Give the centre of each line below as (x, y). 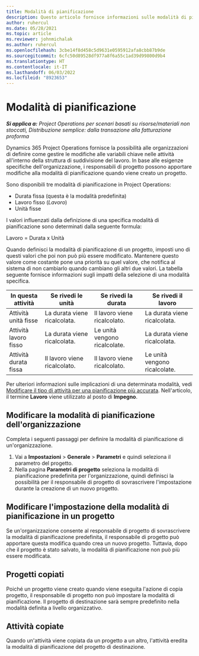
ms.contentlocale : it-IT (37, 67)
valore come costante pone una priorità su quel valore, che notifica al (91, 262)
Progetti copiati (35, 574)
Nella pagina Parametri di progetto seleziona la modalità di (86, 469)
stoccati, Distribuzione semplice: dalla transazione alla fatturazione (89, 130)
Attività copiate (35, 626)
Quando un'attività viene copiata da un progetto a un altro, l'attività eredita (97, 641)
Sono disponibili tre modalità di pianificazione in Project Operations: (89, 185)
